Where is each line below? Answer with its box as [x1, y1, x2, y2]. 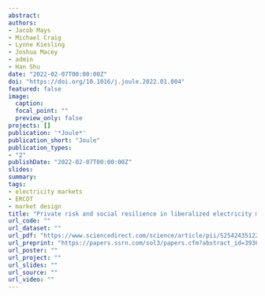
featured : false [8, 84, 62, 93]
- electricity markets [8, 187, 83, 196]
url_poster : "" [8, 246, 58, 254]
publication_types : [8, 144, 73, 152]
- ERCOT [8, 195, 34, 203]
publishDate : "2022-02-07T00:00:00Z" [8, 159, 132, 167]
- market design [8, 202, 62, 210]
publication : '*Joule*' [8, 129, 87, 137]
